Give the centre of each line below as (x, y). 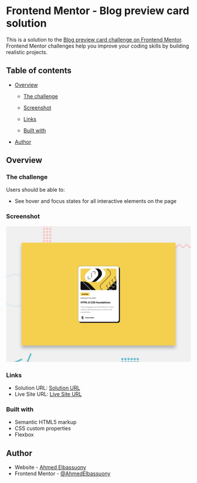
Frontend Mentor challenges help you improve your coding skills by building (98, 46)
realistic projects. (27, 52)
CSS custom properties (43, 428)
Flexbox (24, 435)
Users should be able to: (36, 190)
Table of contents (39, 71)
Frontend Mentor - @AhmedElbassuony (62, 474)
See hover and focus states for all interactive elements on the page (96, 201)
